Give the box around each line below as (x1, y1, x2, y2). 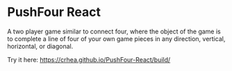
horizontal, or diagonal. (7, 42, 74, 50)
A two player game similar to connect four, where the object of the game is (7, 27, 221, 35)
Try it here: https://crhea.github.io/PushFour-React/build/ (7, 55, 171, 63)
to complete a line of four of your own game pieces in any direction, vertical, (7, 34, 226, 42)
